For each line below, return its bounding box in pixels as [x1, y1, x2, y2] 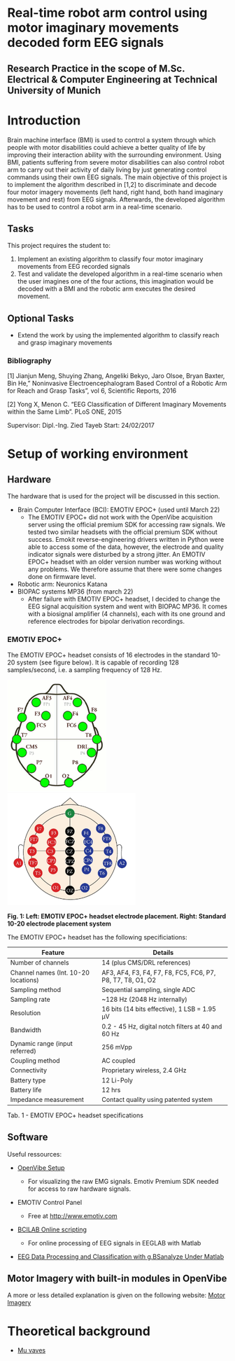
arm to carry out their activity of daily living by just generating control [7, 165, 207, 174]
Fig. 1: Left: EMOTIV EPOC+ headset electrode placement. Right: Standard [7, 912, 227, 920]
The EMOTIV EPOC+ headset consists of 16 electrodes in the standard [7, 650, 210, 659]
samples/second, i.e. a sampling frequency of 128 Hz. [7, 665, 162, 673]
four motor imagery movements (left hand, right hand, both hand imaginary [7, 188, 224, 196]
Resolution [10, 1008, 41, 1017]
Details [152, 949, 174, 957]
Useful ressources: [7, 1150, 62, 1158]
